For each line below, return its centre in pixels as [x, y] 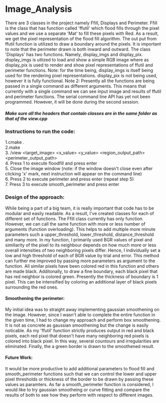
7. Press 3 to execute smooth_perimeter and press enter [62, 184]
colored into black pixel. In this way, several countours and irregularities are [82, 341]
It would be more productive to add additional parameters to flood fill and [80, 368]
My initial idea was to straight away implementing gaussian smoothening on [82, 309]
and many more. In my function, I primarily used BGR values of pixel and [79, 239]
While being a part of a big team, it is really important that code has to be [80, 208]
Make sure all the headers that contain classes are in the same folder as [81, 113]
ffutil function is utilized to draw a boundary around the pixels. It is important [83, 44]
